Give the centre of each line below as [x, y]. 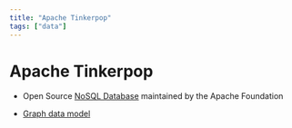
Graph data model [56, 113]
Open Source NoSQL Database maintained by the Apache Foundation [153, 96]
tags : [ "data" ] [38, 26]
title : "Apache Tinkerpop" [60, 18]
